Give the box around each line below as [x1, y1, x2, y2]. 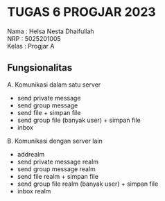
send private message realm [17, 157, 99, 166]
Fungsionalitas [7, 62, 73, 73]
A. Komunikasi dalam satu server [7, 80, 101, 89]
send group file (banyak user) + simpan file [17, 116, 141, 124]
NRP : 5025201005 [7, 34, 61, 42]
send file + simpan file [17, 108, 81, 116]
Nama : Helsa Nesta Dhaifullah [7, 27, 95, 35]
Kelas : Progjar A [7, 42, 55, 50]
